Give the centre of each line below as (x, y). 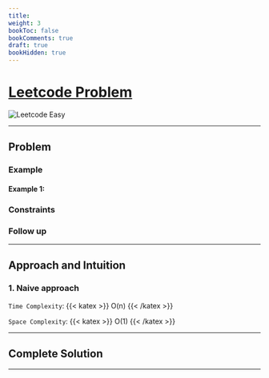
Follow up (28, 231)
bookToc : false (34, 30)
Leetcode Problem (70, 92)
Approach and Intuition (67, 266)
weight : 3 (25, 23)
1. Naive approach (44, 288)
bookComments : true (41, 38)
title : (19, 16)
